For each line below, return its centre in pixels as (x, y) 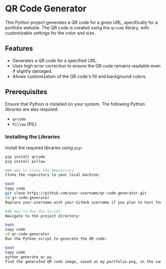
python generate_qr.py (28, 257)
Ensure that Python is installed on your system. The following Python (75, 104)
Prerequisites (26, 92)
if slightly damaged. (32, 71)
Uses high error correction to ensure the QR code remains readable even (86, 66)
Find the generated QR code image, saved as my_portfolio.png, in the (79, 262)
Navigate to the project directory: (43, 216)
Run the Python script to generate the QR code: (56, 239)
